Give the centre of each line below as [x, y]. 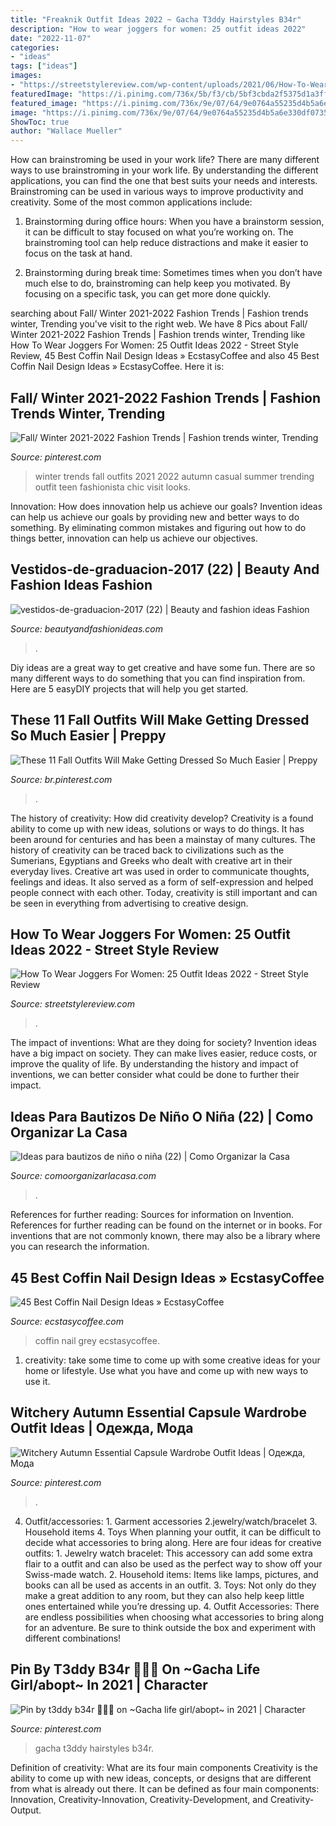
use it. [37, 1381]
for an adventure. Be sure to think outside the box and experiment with [170, 1627]
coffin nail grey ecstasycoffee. [97, 1340]
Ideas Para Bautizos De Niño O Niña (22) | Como [162, 1116]
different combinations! [73, 1638]
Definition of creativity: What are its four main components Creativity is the [164, 1767]
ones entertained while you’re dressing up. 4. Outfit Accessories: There [172, 1606]
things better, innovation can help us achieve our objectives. [134, 538]
